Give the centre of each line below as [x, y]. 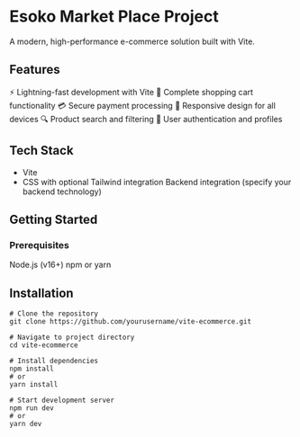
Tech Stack [41, 151]
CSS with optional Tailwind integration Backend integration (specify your [157, 182]
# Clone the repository [54, 314]
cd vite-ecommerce [44, 345]
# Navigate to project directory [72, 338]
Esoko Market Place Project [114, 17]
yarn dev [26, 424]
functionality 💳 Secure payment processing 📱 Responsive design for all [143, 105]
